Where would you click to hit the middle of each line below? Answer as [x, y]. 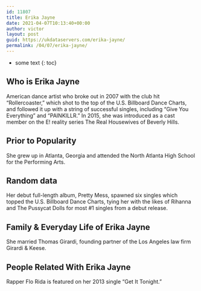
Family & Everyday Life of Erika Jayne [78, 227]
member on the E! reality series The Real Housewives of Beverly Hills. [93, 122]
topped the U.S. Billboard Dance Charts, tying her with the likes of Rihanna [99, 202]
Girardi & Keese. [26, 248]
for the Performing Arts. [36, 162]
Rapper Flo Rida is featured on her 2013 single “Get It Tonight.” [84, 281]
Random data [32, 181]
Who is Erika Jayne [43, 82]
